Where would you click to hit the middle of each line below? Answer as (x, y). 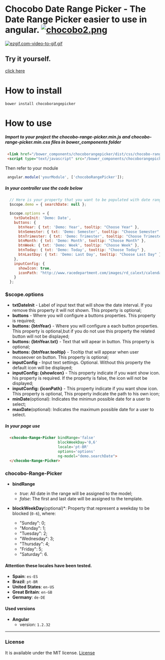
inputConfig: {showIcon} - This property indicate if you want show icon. (86, 373)
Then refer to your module (32, 168)
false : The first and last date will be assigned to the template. (81, 499)
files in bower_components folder (86, 142)
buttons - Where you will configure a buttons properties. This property (84, 316)
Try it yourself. (28, 59)
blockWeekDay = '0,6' (78, 442)
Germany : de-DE (29, 597)
